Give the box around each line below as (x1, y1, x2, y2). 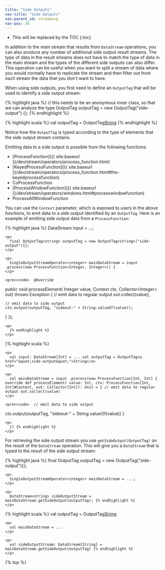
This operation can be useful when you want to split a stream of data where (5, 65, 159, 71)
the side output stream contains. (5, 134, 71, 140)
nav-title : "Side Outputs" (5, 12, 61, 17)
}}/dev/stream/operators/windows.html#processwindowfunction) (12, 190, 145, 196)
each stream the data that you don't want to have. (5, 75, 106, 81)
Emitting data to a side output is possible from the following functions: (5, 144, 147, 150)
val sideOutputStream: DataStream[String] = (9, 542, 102, 547)
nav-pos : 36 (5, 21, 30, 26)
